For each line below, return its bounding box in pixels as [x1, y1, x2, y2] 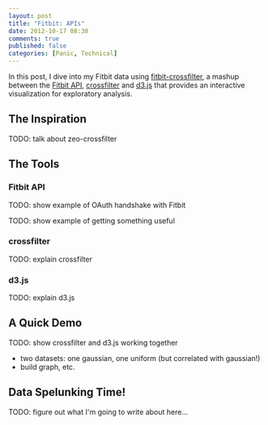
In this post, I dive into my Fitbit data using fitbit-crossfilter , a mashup [8, 72, 240, 81]
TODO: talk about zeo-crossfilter [8, 134, 117, 143]
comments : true [8, 34, 60, 43]
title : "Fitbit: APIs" [8, 19, 85, 28]
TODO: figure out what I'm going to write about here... [8, 406, 189, 417]
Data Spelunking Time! [8, 385, 126, 399]
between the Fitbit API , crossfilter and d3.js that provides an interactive [8, 80, 245, 90]
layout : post [8, 11, 53, 20]
